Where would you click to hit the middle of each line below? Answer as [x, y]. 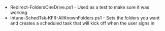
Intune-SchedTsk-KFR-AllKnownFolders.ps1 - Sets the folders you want [85, 18]
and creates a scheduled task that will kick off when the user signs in [82, 23]
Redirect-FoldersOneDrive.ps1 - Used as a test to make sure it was [80, 7]
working [19, 12]
